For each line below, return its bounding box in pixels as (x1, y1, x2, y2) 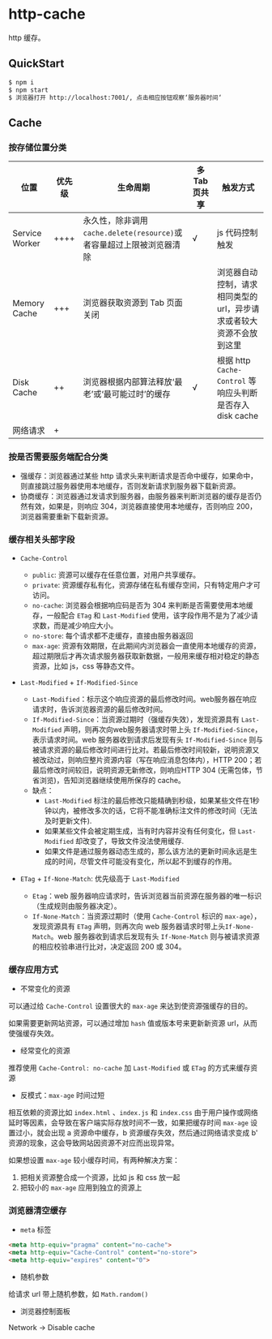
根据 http (217, 355, 251, 366)
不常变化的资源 (19, 984, 70, 993)
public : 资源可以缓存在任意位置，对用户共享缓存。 (32, 570, 201, 579)
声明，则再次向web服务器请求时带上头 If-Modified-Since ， (63, 724, 262, 734)
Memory (12, 298, 45, 309)
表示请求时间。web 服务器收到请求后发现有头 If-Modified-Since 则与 (32, 734, 264, 744)
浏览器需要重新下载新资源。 (19, 512, 113, 522)
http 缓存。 (8, 32, 45, 42)
